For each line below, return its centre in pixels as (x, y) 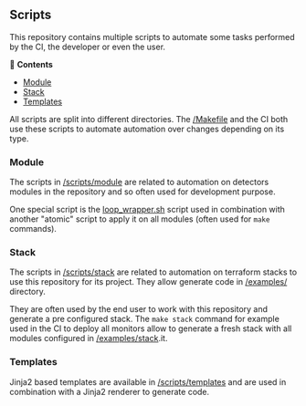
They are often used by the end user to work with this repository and (138, 309)
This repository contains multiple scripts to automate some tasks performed (152, 36)
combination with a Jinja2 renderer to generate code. (110, 391)
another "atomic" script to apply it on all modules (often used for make (140, 219)
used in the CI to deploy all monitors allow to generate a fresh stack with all (151, 328)
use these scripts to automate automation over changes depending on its (147, 129)
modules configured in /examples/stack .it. (89, 338)
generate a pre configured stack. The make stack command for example (145, 319)
